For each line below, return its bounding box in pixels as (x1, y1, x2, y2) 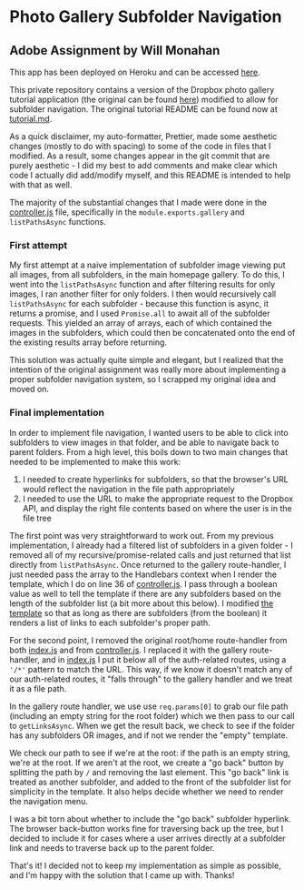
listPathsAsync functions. (9, 217, 106, 227)
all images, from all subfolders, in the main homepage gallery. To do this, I (9, 269, 286, 280)
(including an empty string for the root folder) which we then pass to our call (9, 710, 295, 721)
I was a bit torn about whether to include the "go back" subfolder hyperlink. (9, 813, 292, 824)
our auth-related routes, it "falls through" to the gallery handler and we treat (9, 673, 293, 684)
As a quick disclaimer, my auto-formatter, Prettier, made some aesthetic (9, 131, 278, 142)
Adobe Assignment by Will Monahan (9, 43, 221, 58)
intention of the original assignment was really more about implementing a (9, 364, 287, 375)
